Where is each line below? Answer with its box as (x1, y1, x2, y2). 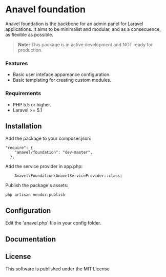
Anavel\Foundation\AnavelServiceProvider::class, (14, 173, 123, 178)
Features (5, 60, 28, 67)
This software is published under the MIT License (5, 266, 110, 272)
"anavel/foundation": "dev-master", (14, 150, 93, 155)
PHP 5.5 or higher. (12, 101, 51, 107)
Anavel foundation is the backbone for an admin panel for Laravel (5, 21, 143, 27)
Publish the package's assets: (5, 182, 68, 189)
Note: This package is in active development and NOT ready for (17, 41, 153, 47)
